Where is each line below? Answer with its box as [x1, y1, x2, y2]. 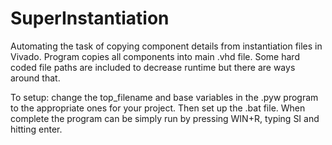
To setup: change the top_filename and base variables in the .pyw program [10, 91, 319, 103]
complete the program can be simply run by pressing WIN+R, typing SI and [10, 112, 320, 124]
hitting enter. [10, 123, 63, 135]
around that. [10, 72, 61, 84]
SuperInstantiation [10, 7, 170, 30]
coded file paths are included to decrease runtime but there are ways [10, 61, 296, 73]
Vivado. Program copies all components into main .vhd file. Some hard [10, 50, 300, 62]
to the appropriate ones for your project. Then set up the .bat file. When [10, 102, 306, 114]
